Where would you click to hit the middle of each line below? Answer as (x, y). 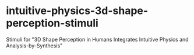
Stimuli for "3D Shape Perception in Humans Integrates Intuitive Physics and (97, 39)
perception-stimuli (52, 23)
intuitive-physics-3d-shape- (77, 11)
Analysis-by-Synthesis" (34, 46)
